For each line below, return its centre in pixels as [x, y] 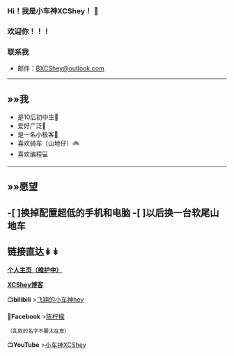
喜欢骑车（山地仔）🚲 [48, 143]
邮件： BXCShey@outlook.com [61, 68]
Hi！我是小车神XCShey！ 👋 [53, 10]
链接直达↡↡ [33, 252]
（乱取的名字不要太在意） [38, 331]
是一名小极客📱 [38, 134]
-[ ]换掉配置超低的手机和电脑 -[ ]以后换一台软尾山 [113, 213]
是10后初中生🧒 [38, 117]
